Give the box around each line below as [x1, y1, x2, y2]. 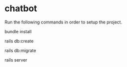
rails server [4, 57, 27, 63]
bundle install [4, 28, 32, 34]
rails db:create [4, 38, 34, 44]
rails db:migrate [4, 47, 36, 53]
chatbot [4, 3, 37, 14]
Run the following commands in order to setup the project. [4, 19, 122, 25]
